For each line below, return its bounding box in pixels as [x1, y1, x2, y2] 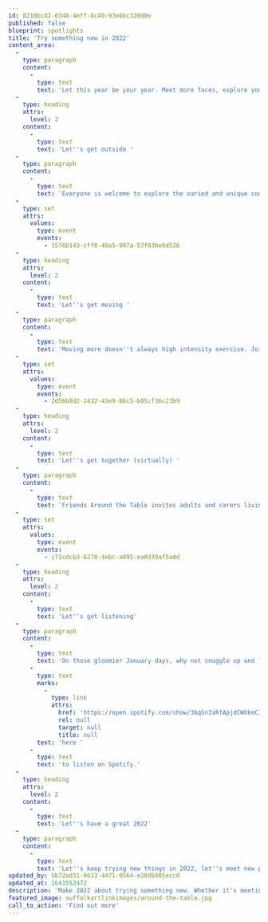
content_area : [8, 41, 56, 49]
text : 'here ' [37, 739, 84, 747]
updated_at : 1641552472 [8, 879, 88, 888]
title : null [58, 731, 98, 739]
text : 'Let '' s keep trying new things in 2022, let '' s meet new [37, 865, 255, 873]
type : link [50, 694, 88, 702]
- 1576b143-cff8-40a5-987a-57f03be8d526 [43, 242, 180, 250]
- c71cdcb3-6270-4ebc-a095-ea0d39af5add [43, 553, 180, 561]
